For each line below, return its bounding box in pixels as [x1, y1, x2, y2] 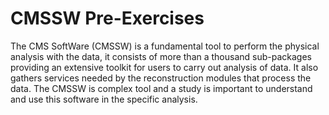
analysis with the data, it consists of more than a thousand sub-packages [10, 50, 312, 62]
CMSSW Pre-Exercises [10, 7, 205, 30]
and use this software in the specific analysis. [10, 93, 198, 105]
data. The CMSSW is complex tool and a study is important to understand [10, 82, 313, 94]
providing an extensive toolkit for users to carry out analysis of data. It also [10, 61, 319, 73]
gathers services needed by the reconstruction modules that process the [10, 72, 312, 84]
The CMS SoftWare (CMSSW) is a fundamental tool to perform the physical [10, 40, 320, 52]
